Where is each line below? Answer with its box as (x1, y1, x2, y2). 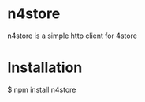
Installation (7, 59, 83, 77)
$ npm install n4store (7, 85, 76, 94)
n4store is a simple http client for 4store (7, 31, 137, 40)
